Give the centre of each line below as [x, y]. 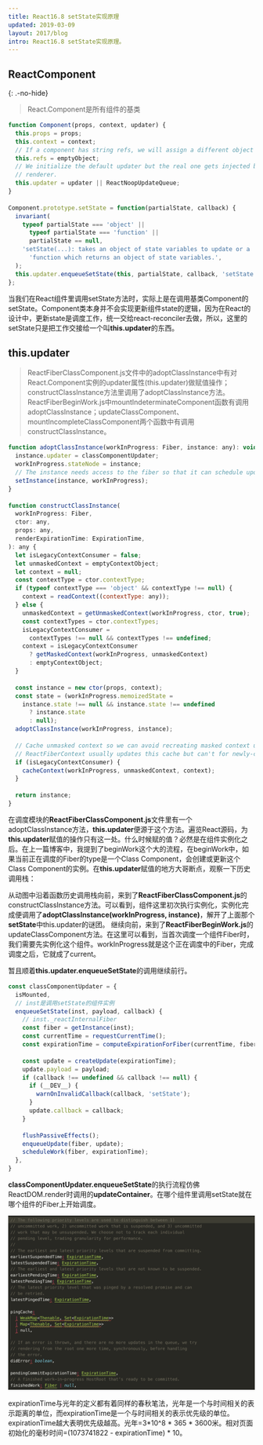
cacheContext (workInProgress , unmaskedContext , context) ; [119, 770]
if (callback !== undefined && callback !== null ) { [110, 1078]
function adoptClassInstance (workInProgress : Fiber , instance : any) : [124, 447]
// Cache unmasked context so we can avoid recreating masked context [133, 746]
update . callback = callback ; [76, 1111]
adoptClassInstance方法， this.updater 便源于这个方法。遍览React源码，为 [128, 829]
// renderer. [36, 175]
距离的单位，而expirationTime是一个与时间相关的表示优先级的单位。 [124, 1414]
